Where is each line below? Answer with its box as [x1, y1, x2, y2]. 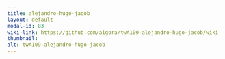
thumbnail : [7, 35, 38, 42]
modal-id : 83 [7, 22, 44, 29]
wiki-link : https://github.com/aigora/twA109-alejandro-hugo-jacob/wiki [7, 28, 219, 36]
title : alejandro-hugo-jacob [7, 9, 90, 17]
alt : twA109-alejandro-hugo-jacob [7, 41, 106, 48]
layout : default [7, 16, 53, 23]
